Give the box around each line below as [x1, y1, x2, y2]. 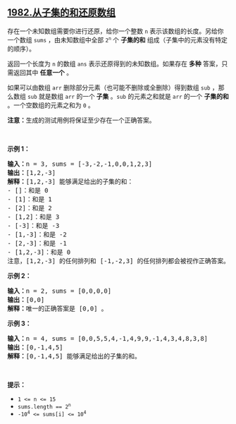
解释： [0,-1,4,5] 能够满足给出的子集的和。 [7, 352, 141, 360]
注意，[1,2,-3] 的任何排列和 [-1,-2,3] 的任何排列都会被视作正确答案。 [7, 257, 230, 265]
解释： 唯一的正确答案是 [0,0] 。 [7, 304, 108, 313]
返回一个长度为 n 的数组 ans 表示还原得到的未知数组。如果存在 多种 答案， [7, 59, 222, 68]
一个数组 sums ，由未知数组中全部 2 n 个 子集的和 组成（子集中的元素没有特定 [7, 35, 228, 44]
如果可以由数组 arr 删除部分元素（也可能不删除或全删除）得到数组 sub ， [7, 83, 218, 92]
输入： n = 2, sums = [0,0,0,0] [7, 286, 111, 295]
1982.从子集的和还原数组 [7, 6, 116, 19]
